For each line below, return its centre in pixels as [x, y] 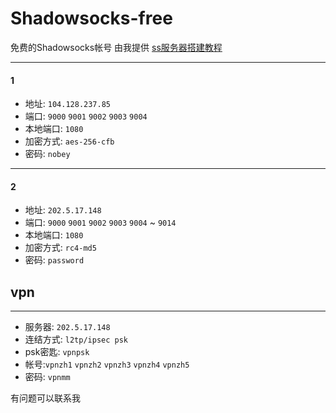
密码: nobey [47, 154]
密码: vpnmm [47, 377]
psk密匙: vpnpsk [57, 352]
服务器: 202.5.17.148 [67, 327]
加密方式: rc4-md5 [60, 248]
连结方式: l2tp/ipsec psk [76, 339]
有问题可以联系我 [45, 398]
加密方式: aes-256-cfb [69, 141]
